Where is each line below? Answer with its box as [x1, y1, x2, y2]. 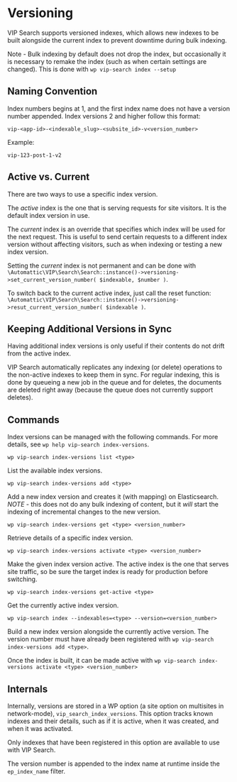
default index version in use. [7, 211, 90, 219]
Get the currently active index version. [7, 601, 119, 610]
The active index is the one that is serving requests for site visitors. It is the [7, 204, 227, 212]
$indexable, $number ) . [99, 275, 168, 283]
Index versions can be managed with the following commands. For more [7, 433, 219, 441]
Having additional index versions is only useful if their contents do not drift [7, 342, 225, 351]
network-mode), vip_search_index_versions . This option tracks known [7, 710, 214, 717]
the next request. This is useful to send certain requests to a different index [7, 232, 228, 241]
